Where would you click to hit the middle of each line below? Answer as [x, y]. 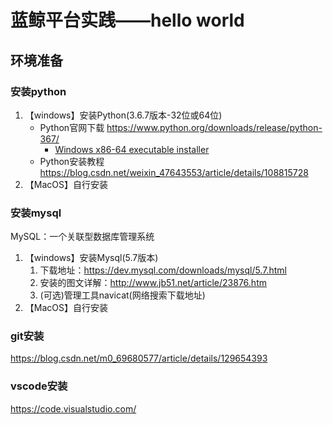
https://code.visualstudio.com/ [73, 408]
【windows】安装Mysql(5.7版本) [91, 258]
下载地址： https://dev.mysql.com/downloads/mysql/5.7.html [163, 270]
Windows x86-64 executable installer [132, 149]
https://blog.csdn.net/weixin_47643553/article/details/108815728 [174, 172]
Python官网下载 [72, 127]
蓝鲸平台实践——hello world [127, 20]
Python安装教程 [72, 161]
